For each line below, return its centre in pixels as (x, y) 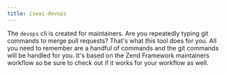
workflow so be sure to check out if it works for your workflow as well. (108, 62)
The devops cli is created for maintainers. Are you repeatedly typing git (108, 33)
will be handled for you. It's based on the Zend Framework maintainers (108, 55)
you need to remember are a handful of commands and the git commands (113, 48)
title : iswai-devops (37, 13)
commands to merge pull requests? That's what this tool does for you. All (112, 40)
